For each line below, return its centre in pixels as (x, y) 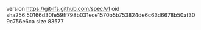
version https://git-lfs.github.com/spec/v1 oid (63, 9)
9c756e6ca (21, 21)
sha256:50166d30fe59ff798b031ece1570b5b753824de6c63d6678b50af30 (101, 15)
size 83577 (50, 21)
